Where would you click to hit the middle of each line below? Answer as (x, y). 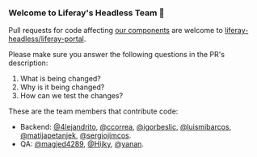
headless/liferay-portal (46, 39)
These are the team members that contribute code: (93, 111)
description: (28, 63)
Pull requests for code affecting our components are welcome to (116, 31)
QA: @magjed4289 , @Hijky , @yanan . (82, 144)
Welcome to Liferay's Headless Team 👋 (86, 13)
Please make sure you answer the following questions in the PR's (116, 55)
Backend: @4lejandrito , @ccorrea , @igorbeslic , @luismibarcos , (126, 127)
